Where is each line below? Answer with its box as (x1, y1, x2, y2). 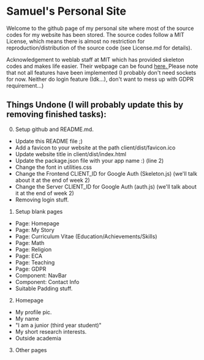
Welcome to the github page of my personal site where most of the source (6, 24, 194, 32)
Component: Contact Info (15, 278, 80, 285)
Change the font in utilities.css (15, 163, 92, 171)
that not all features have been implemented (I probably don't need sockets (6, 69, 197, 76)
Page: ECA (15, 252, 43, 260)
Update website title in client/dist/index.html (15, 150, 127, 157)
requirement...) (6, 81, 44, 89)
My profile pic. (15, 308, 52, 316)
